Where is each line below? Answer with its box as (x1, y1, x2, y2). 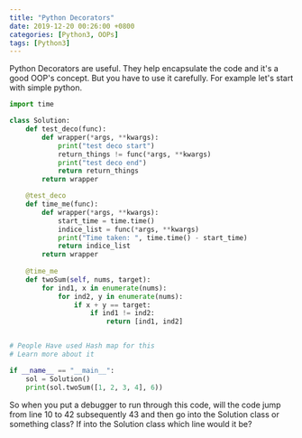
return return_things (57, 166, 140, 176)
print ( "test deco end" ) (57, 158, 147, 167)
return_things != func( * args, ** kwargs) (57, 150, 212, 159)
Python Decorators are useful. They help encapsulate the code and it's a (9, 63, 279, 74)
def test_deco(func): (25, 125, 106, 134)
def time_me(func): (25, 200, 99, 209)
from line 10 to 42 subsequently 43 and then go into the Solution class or (9, 408, 279, 420)
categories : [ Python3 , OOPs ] (9, 30, 119, 39)
